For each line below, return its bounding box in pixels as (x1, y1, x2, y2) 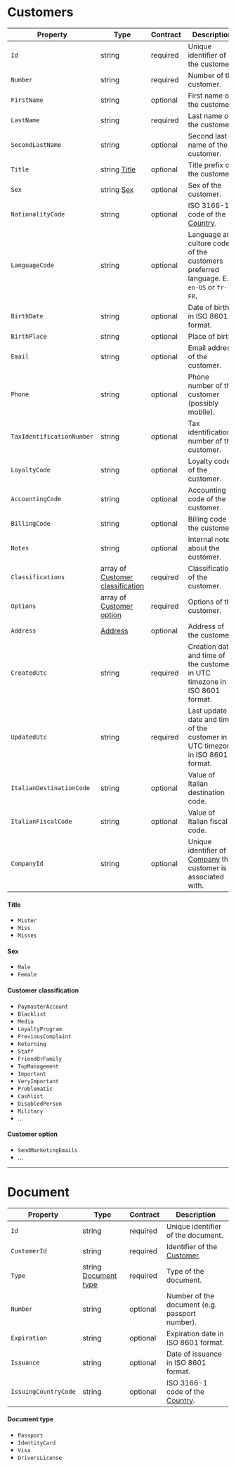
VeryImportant (17, 1078, 59, 1085)
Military (17, 1108, 44, 1115)
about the (188, 543, 220, 552)
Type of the (166, 1266, 205, 1276)
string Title (100, 164, 136, 174)
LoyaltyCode (11, 465, 51, 474)
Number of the (166, 1291, 215, 1300)
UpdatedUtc (11, 732, 47, 741)
